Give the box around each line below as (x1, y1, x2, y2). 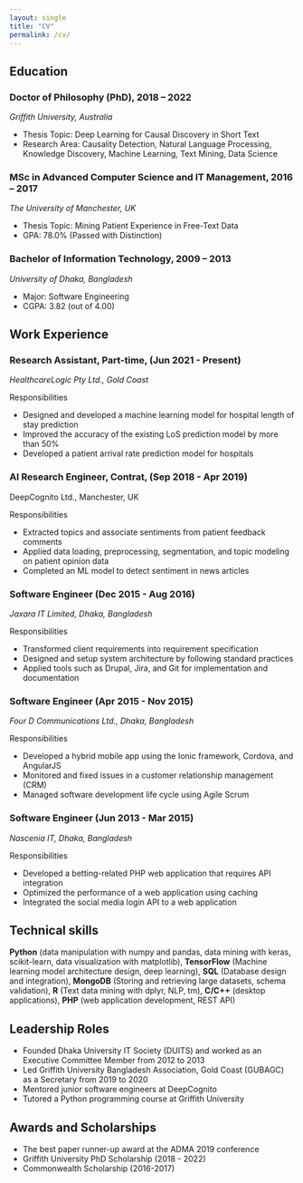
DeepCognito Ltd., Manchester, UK (9, 491, 139, 502)
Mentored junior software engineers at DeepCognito (22, 1084, 217, 1095)
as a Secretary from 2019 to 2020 (22, 1074, 148, 1085)
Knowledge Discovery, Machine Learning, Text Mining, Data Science (22, 149, 279, 160)
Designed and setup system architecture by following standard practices (22, 653, 294, 664)
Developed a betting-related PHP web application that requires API (22, 868, 271, 878)
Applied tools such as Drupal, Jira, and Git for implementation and (22, 663, 269, 674)
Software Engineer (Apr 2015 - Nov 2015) (9, 694, 194, 707)
